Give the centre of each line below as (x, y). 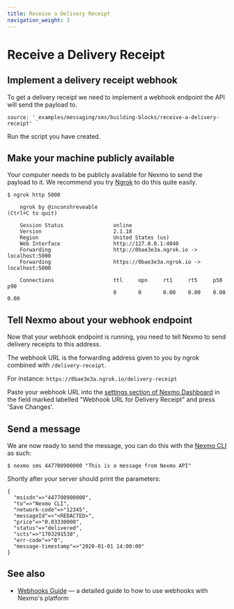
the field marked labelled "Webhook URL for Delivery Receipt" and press (111, 400)
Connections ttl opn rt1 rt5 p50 (121, 280)
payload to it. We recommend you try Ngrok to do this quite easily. (102, 183)
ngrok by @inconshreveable (59, 207)
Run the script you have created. (54, 136)
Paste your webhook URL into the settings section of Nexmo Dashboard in (114, 392)
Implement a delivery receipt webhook (92, 80)
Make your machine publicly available (91, 158)
